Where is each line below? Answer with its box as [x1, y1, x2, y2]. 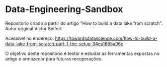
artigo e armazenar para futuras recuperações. [5, 55, 103, 61]
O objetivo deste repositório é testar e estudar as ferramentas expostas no [5, 50, 160, 56]
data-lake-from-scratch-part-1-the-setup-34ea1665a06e [5, 40, 124, 46]
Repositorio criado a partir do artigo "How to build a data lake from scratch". [5, 20, 163, 26]
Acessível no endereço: [5, 35, 54, 41]
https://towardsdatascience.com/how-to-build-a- [55, 35, 157, 41]
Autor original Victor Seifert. [5, 25, 63, 31]
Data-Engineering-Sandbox [5, 4, 123, 15]
